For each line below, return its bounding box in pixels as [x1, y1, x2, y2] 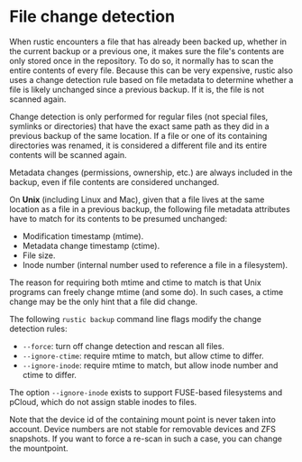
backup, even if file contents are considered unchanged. [9, 176, 220, 187]
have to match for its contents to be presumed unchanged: [9, 213, 228, 224]
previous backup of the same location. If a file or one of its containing [9, 130, 268, 141]
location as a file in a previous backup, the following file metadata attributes [9, 203, 290, 214]
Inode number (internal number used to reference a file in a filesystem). [22, 259, 288, 270]
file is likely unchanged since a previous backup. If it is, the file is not [9, 84, 264, 95]
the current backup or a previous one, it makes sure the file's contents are [9, 45, 285, 56]
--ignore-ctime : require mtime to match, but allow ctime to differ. [22, 350, 264, 361]
